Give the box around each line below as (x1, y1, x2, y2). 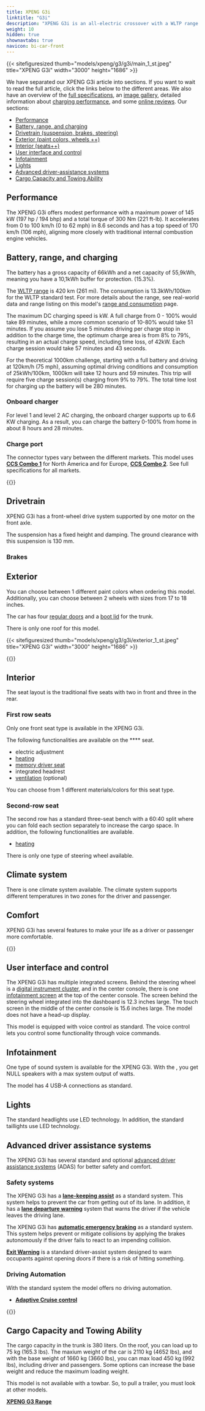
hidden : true (6, 32, 40, 38)
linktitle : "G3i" (6, 15, 51, 21)
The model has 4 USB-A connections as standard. (6, 1082, 133, 1090)
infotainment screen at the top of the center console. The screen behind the (6, 992, 198, 999)
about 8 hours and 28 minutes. (6, 424, 84, 432)
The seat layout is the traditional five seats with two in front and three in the (6, 689, 197, 696)
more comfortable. (6, 933, 53, 940)
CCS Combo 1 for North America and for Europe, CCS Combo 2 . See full (6, 460, 188, 468)
